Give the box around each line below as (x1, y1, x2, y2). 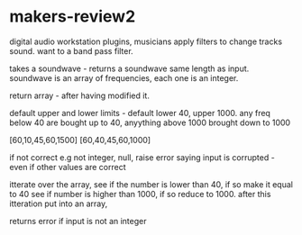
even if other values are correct (9, 161, 126, 172)
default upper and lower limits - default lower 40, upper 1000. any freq (9, 107, 270, 118)
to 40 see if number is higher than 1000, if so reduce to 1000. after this (9, 188, 271, 199)
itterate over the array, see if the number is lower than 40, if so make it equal (9, 178, 293, 190)
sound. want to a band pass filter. (9, 45, 133, 56)
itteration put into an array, (9, 198, 108, 209)
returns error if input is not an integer (9, 215, 147, 226)
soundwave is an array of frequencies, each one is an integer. (9, 72, 239, 83)
